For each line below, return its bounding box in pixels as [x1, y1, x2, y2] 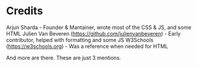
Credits [6, 4, 43, 18]
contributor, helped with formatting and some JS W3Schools [6, 36, 154, 43]
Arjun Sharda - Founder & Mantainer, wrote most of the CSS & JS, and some [6, 24, 192, 31]
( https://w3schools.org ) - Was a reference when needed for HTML [6, 43, 169, 50]
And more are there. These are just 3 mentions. [6, 54, 121, 61]
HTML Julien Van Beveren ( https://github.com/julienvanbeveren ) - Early [6, 30, 181, 37]
